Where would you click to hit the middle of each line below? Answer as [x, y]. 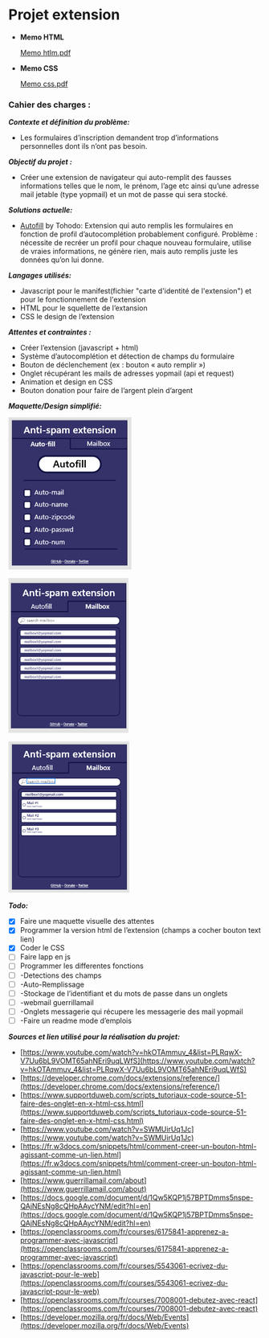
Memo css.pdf [44, 84]
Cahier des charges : [49, 105]
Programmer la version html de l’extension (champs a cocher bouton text [140, 930]
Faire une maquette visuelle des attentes [87, 921]
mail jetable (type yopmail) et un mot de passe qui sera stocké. [124, 195]
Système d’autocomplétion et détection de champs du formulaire [127, 356]
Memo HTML [42, 37]
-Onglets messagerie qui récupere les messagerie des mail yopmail [131, 1012]
